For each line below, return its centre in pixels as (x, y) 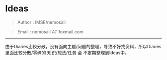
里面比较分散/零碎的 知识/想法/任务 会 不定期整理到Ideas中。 (67, 53)
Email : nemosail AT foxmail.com (50, 31)
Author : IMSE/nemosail (42, 22)
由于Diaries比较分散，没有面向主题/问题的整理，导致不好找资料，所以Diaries (83, 46)
